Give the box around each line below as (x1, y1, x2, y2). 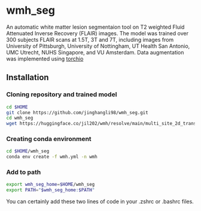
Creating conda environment (6, 135, 92, 143)
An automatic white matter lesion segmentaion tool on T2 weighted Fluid (6, 23, 185, 30)
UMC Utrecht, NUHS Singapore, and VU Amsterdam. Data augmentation (6, 48, 184, 56)
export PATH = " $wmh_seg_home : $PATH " (6, 187, 95, 193)
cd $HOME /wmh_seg (6, 148, 50, 154)
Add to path (6, 168, 41, 176)
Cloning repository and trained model (6, 90, 117, 99)
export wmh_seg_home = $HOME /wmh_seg (6, 182, 95, 188)
